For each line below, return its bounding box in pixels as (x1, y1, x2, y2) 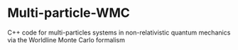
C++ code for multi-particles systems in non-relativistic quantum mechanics (7, 28, 231, 37)
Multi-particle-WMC (7, 5, 130, 21)
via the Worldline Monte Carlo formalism (7, 35, 126, 44)
